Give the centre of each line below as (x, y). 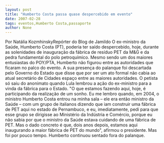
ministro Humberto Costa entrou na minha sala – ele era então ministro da (80, 99)
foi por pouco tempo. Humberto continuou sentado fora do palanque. (75, 136)
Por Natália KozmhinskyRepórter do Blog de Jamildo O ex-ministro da (75, 42)
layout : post (18, 10)
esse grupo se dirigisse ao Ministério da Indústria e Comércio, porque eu (79, 115)
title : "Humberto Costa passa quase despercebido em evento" (69, 14)
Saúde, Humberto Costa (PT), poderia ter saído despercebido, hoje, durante (82, 47)
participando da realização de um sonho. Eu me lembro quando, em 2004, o (82, 94)
